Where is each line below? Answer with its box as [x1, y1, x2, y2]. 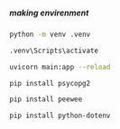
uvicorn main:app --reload [9, 62, 111, 71]
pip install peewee [9, 95, 83, 104]
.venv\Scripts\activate [9, 46, 99, 55]
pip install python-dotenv [9, 111, 111, 121]
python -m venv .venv [9, 30, 91, 39]
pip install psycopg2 [9, 78, 91, 88]
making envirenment [9, 7, 89, 18]
